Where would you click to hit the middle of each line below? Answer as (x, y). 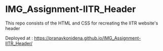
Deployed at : (19, 38)
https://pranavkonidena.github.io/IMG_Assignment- (87, 38)
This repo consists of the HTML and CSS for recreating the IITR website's (82, 23)
